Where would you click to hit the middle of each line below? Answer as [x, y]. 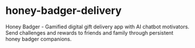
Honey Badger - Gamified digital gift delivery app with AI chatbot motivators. [97, 27]
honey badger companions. [39, 39]
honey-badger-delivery [64, 11]
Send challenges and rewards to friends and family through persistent [89, 32]
